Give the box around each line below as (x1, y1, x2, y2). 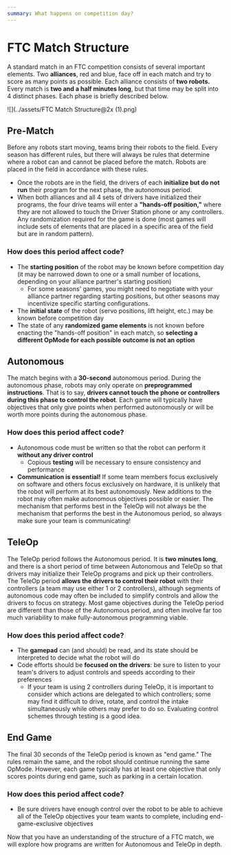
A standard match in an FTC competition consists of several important (7, 63, 206, 71)
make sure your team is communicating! (16, 516, 131, 525)
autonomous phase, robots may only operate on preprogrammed (7, 381, 192, 390)
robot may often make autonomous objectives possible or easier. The (16, 494, 214, 503)
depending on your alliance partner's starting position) (16, 277, 172, 286)
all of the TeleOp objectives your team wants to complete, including (16, 812, 208, 820)
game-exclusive (16, 820, 63, 827)
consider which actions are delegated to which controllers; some (27, 690, 211, 698)
